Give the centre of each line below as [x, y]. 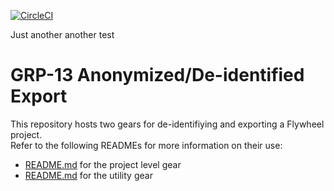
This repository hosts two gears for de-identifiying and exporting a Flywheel [167, 124]
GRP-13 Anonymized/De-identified [157, 75]
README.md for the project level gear [103, 164]
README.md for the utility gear [88, 175]
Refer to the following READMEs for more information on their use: [146, 145]
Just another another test [62, 34]
